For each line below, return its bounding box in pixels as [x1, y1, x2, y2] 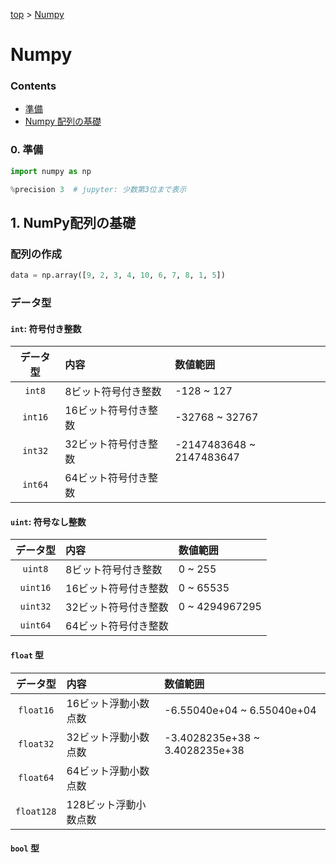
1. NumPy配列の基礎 [10, 214, 136, 231]
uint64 [19, 620, 52, 631]
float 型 [10, 649, 45, 661]
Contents [10, 79, 57, 93]
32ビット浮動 [66, 730, 130, 744]
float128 [15, 805, 57, 817]
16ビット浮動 [66, 696, 130, 710]
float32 [18, 738, 55, 749]
